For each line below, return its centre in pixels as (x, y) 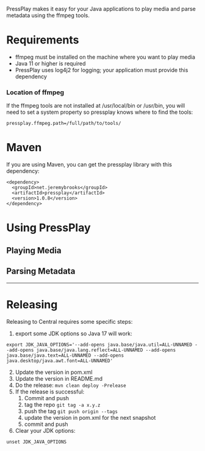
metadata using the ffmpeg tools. (48, 15)
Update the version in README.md (59, 378)
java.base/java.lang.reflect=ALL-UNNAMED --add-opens (106, 350)
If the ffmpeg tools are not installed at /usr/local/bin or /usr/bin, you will (95, 106)
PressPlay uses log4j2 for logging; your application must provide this (102, 70)
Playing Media (34, 250)
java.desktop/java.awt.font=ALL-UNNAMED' (60, 360)
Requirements (43, 40)
